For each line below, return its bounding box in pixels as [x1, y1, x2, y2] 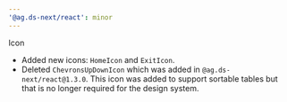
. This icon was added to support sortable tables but [85, 73, 278, 84]
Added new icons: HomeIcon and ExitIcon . [21, 54, 175, 65]
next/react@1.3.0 [21, 75, 87, 84]
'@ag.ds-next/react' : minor [8, 12, 114, 22]
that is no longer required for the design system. [21, 82, 199, 93]
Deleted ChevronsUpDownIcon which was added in [21, 64, 200, 75]
